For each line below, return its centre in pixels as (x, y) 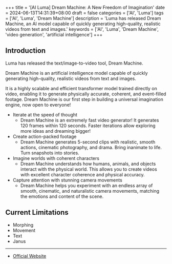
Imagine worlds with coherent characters (56, 158)
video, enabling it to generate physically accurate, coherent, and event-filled (86, 94)
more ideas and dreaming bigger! (56, 131)
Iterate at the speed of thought (45, 114)
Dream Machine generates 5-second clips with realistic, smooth (88, 142)
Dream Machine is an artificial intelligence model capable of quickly (77, 73)
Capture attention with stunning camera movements (68, 180)
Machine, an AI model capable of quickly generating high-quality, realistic (83, 24)
